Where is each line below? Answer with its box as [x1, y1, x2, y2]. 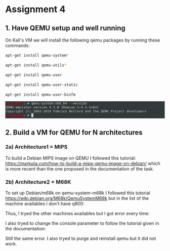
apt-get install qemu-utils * [5, 62, 67, 68]
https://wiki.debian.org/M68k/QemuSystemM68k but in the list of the [5, 195, 149, 201]
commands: [5, 43, 30, 49]
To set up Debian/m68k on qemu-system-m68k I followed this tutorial [5, 190, 150, 196]
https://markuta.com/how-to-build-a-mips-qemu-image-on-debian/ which [5, 160, 161, 166]
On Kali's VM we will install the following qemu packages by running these [5, 37, 160, 43]
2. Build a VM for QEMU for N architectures [5, 128, 143, 137]
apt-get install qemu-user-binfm [5, 92, 76, 97]
